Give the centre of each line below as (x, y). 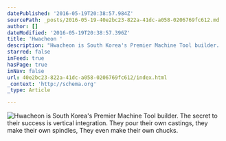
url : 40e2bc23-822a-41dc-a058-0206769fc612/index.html (87, 77)
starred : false (29, 52)
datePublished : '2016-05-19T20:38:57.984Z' (70, 13)
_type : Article (29, 90)
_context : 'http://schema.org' (52, 84)
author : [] (23, 26)
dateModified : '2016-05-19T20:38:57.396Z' (69, 33)
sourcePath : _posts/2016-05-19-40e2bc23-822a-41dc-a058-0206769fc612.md (113, 20)
